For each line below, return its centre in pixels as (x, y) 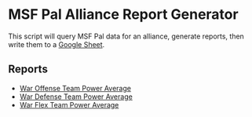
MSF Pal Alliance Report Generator (123, 15)
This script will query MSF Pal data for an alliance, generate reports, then (126, 36)
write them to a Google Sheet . (57, 44)
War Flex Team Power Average (69, 104)
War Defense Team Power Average (76, 97)
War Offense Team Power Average (75, 88)
